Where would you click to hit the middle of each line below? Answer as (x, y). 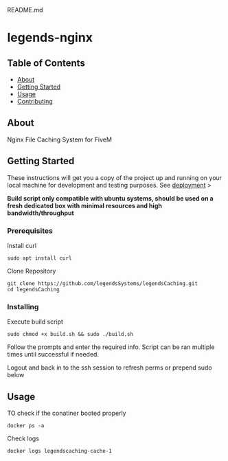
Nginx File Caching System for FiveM (59, 139)
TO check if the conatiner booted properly (67, 413)
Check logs (23, 438)
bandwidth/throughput (41, 213)
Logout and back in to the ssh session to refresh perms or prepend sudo (110, 368)
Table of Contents (46, 63)
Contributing (35, 101)
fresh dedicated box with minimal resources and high (85, 205)
